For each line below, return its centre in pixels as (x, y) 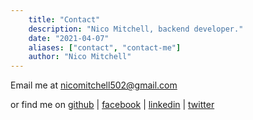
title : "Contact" (64, 19)
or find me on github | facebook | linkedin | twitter (112, 105)
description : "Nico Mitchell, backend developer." (136, 29)
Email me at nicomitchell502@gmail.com (94, 85)
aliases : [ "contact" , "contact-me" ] (105, 47)
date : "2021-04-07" (69, 38)
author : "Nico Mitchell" (80, 57)
